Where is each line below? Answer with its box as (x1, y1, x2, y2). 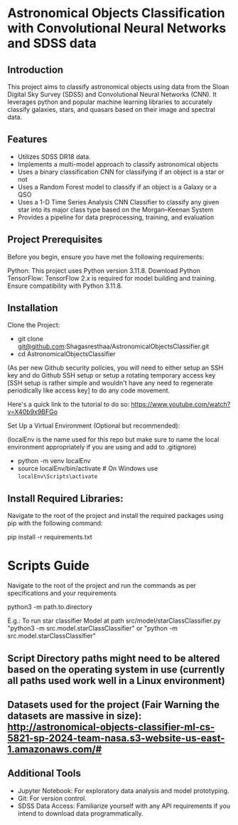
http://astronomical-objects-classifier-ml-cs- (7, 721, 215, 733)
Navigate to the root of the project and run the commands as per (7, 581, 197, 590)
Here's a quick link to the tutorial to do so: (7, 400, 130, 409)
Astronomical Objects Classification (7, 5, 225, 21)
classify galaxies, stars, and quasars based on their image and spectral (7, 105, 215, 113)
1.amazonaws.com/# (7, 743, 102, 755)
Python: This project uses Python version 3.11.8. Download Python (7, 266, 201, 275)
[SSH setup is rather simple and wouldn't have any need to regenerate (7, 379, 213, 388)
